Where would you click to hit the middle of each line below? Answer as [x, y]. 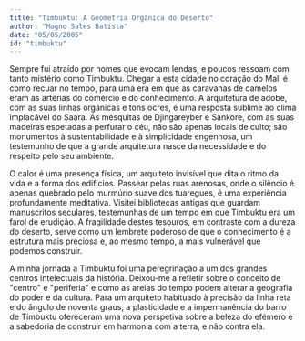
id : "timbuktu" [38, 43]
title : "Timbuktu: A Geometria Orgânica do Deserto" [112, 18]
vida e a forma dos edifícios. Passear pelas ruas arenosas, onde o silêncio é [152, 184]
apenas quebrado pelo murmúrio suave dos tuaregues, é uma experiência [148, 193]
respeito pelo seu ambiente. [61, 156]
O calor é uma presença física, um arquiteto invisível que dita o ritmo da [144, 174]
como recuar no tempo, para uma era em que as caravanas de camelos [143, 88]
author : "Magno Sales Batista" [69, 26]
